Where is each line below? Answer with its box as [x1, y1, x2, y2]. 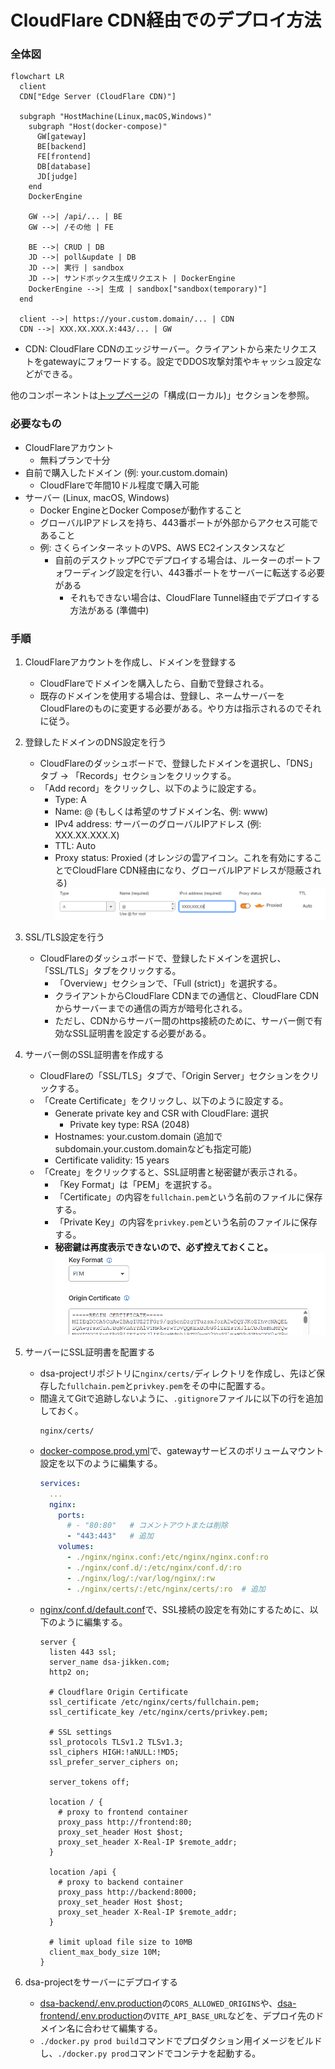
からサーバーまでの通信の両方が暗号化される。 [54, 1002, 248, 1014]
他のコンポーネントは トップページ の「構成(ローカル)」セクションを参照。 [10, 389, 315, 401]
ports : [58, 1510, 86, 1520]
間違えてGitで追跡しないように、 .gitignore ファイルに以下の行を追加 [39, 1392, 324, 1404]
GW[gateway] [36, 132, 87, 142]
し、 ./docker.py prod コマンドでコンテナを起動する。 [39, 2047, 262, 2059]
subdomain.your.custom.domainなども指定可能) [54, 1142, 252, 1155]
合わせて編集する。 [83, 2022, 163, 2034]
